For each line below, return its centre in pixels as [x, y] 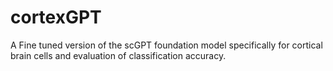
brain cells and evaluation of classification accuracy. [118, 55]
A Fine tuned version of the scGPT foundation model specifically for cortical [166, 45]
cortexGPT [56, 17]
